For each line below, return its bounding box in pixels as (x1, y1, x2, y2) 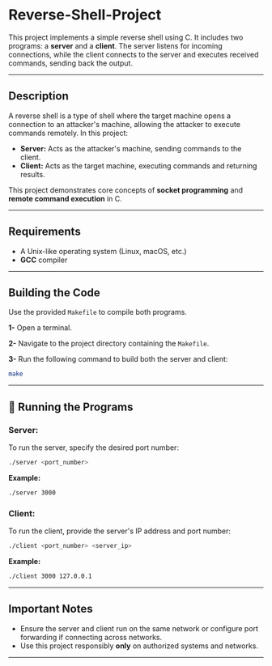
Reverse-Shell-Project (8, 6, 162, 24)
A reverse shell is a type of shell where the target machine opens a (8, 111, 232, 121)
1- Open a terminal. (8, 323, 73, 333)
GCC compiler (19, 255, 68, 265)
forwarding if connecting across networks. (19, 632, 163, 642)
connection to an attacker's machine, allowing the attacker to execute (8, 119, 241, 129)
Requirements (8, 225, 81, 239)
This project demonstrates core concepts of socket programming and (8, 185, 244, 195)
